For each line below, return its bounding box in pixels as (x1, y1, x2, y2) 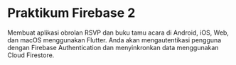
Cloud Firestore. (7, 51, 55, 59)
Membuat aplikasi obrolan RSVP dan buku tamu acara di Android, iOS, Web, (7, 28, 230, 37)
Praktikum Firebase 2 (7, 5, 136, 21)
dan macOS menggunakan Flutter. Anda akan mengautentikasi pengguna (7, 35, 222, 44)
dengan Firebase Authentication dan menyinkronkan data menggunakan (7, 43, 219, 52)
